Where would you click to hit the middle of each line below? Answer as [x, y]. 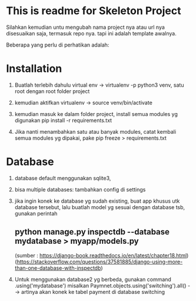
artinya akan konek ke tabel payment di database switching [93, 292]
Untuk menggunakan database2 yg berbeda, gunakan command [93, 279]
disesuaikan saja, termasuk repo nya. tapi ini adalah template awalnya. [91, 33]
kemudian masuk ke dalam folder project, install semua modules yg [96, 114]
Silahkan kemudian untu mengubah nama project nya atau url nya [85, 27]
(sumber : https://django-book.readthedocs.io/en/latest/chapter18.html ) [102, 255]
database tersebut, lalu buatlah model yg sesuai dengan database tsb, [100, 207]
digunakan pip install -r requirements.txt [63, 120]
